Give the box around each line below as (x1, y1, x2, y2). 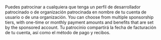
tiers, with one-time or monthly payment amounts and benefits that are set (5, 19, 154, 25)
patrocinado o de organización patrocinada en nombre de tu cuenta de (5, 9, 146, 15)
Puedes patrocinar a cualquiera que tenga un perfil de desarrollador (5, 4, 141, 10)
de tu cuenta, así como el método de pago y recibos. (5, 30, 111, 35)
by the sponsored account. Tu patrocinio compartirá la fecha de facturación (5, 25, 157, 30)
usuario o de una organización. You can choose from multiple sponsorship (5, 14, 154, 20)
